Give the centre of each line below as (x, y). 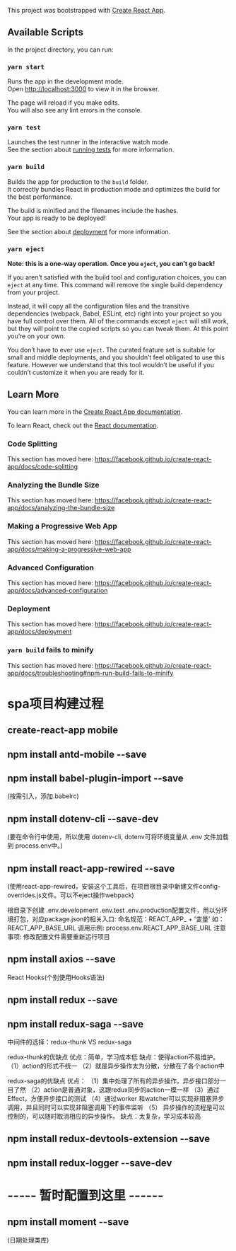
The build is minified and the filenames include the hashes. (93, 210)
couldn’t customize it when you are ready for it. (76, 372)
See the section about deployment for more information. (89, 231)
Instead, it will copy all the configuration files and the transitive (98, 306)
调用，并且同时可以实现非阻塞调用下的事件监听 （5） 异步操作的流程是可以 (116, 1107)
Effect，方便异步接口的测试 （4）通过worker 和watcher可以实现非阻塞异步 (116, 1099)
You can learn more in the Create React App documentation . (95, 411)
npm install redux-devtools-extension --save (109, 1139)
